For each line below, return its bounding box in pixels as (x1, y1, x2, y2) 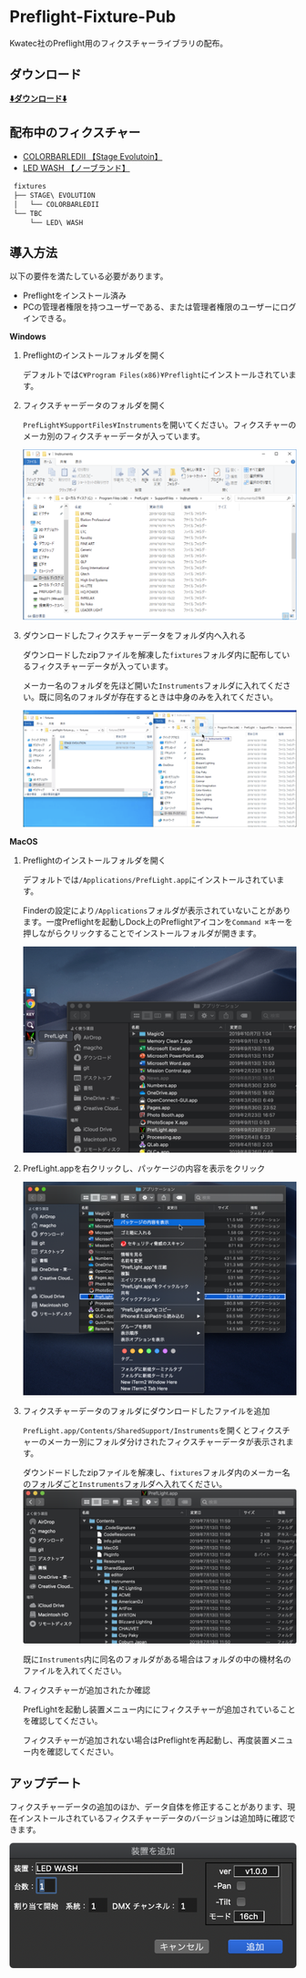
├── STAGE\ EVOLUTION (13, 190, 96, 200)
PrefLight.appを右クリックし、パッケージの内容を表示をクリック (22, 1163, 266, 1173)
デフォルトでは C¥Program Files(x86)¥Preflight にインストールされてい (22, 369, 289, 380)
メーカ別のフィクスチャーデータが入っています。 (22, 431, 205, 442)
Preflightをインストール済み (22, 290, 127, 302)
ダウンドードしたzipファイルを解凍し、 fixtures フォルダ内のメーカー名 (22, 1467, 291, 1478)
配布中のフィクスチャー (9, 125, 141, 140)
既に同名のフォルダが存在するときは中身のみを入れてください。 (38, 692, 278, 702)
